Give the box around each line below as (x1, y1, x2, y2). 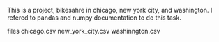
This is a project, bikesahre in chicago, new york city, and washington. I (7, 6, 213, 14)
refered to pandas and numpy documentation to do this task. (7, 13, 181, 22)
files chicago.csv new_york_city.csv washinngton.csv (7, 27, 160, 35)
